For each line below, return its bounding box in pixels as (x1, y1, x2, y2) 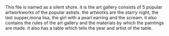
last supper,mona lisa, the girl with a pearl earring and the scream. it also (5, 15, 157, 20)
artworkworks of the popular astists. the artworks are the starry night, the (5, 9, 159, 15)
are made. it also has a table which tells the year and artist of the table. (5, 25, 153, 31)
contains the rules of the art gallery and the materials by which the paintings (5, 20, 164, 26)
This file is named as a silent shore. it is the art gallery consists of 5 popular (5, 4, 163, 10)
